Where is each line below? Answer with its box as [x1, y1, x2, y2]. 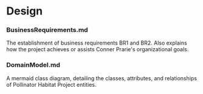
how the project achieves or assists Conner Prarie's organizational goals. [6, 46, 189, 53]
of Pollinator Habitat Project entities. [6, 81, 97, 88]
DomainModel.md [6, 61, 61, 69]
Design [6, 4, 43, 18]
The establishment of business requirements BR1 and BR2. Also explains [6, 39, 187, 46]
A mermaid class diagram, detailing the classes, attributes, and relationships [6, 74, 198, 82]
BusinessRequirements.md [6, 26, 88, 34]
